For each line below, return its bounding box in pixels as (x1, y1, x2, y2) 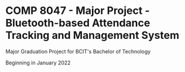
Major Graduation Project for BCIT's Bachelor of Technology (5, 48, 151, 55)
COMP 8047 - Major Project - (5, 4, 150, 17)
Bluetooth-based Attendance (5, 16, 150, 30)
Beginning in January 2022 (5, 59, 71, 66)
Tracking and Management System (5, 29, 180, 42)
